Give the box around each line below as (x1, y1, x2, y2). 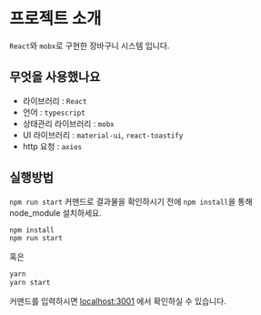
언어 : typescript (22, 107, 86, 117)
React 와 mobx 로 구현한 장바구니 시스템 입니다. (9, 40, 170, 51)
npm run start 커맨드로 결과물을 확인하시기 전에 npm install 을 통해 (9, 196, 253, 207)
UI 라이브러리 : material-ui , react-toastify (22, 129, 184, 140)
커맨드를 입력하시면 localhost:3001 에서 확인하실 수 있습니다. (9, 296, 227, 307)
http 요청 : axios (22, 140, 83, 151)
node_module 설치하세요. (9, 207, 102, 218)
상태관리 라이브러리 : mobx (22, 117, 115, 128)
